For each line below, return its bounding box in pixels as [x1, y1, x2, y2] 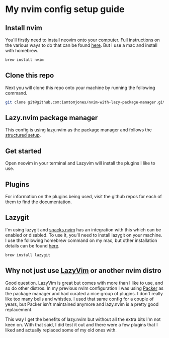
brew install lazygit [5, 252, 51, 258]
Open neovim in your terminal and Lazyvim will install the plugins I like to [5, 160, 155, 166]
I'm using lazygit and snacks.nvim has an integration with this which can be [5, 226, 161, 232]
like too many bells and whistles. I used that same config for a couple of [5, 296, 154, 302]
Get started [5, 147, 42, 155]
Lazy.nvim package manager [5, 113, 98, 122]
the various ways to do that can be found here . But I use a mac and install [5, 42, 157, 48]
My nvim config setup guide [5, 4, 125, 15]
